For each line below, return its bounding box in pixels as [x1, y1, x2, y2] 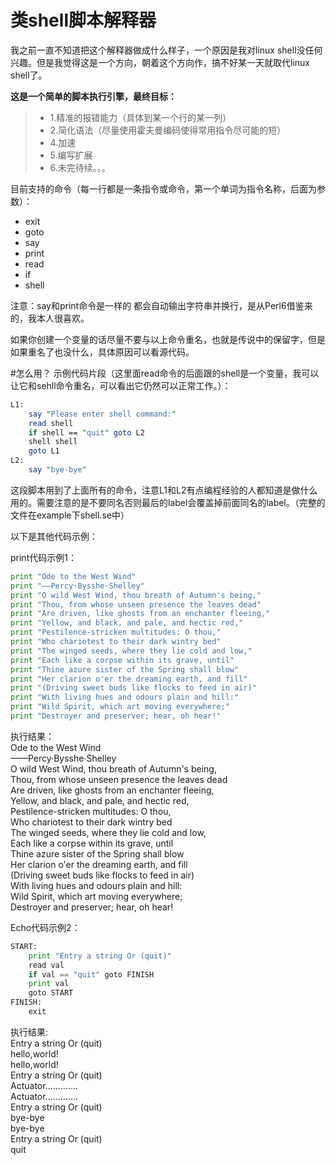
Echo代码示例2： [10, 921, 81, 933]
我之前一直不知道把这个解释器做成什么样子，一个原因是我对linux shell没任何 [10, 44, 323, 56]
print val [28, 979, 70, 989]
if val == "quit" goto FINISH [28, 969, 155, 980]
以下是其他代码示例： [10, 530, 98, 542]
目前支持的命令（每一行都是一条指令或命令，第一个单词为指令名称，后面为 [10, 182, 317, 195]
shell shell [28, 437, 78, 447]
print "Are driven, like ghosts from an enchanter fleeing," [10, 609, 271, 619]
